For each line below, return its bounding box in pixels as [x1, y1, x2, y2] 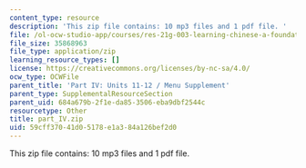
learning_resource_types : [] [9, 55, 120, 64]
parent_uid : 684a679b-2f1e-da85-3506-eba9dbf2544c [9, 97, 206, 107]
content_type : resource [9, 13, 100, 23]
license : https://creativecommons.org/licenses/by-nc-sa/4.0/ [9, 64, 250, 74]
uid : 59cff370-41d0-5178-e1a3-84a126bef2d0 [9, 124, 178, 133]
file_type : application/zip [9, 47, 117, 56]
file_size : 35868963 [9, 38, 88, 48]
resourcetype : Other [9, 106, 88, 115]
